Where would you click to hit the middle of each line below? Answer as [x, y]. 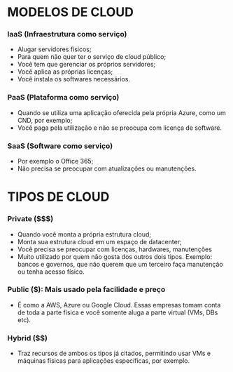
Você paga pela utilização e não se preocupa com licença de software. [120, 128]
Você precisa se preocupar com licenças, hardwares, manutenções [114, 249]
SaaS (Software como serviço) [60, 146]
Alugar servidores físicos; [54, 49]
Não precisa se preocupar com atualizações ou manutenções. [107, 168]
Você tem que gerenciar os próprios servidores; [86, 65]
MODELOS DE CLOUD [71, 12]
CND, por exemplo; [45, 120]
